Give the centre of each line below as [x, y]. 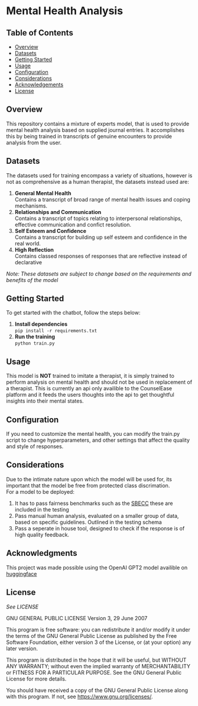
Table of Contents [40, 33]
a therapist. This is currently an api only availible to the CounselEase [89, 388]
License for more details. [36, 679]
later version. [22, 648]
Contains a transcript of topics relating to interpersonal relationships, [98, 218]
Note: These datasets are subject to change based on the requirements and [99, 274]
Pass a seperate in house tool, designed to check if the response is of [100, 528]
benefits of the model [32, 280]
